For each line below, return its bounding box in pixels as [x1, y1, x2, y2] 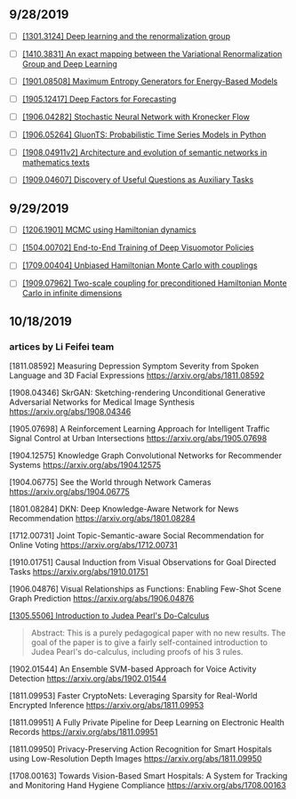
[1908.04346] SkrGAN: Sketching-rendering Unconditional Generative [9, 387, 266, 399]
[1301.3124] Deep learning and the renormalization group [21, 30, 231, 41]
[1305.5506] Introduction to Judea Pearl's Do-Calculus [9, 610, 210, 621]
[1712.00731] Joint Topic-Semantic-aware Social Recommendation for [9, 530, 265, 541]
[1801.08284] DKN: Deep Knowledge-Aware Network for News [9, 504, 239, 514]
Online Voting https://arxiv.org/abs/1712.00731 [9, 540, 178, 551]
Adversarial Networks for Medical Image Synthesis [9, 397, 196, 408]
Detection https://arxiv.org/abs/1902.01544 [9, 674, 167, 684]
